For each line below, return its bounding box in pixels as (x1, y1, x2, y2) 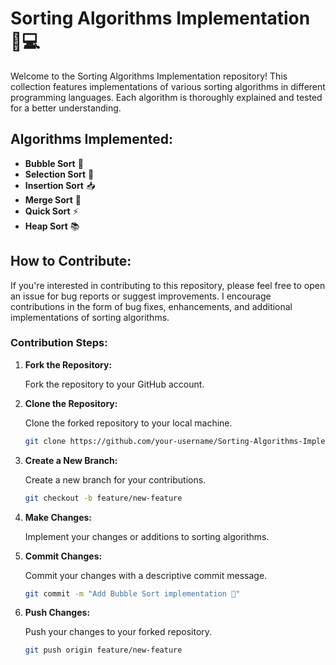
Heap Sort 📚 (24, 220, 80, 232)
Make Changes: (24, 511, 93, 523)
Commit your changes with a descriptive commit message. (24, 569, 268, 581)
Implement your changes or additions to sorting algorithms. (24, 530, 270, 542)
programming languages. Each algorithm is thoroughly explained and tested (10, 91, 323, 103)
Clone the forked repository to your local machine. (24, 417, 233, 429)
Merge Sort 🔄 (24, 193, 82, 206)
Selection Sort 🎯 (24, 168, 95, 180)
